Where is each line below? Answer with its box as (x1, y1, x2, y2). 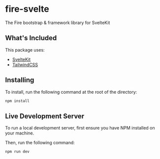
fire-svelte (5, 3, 49, 15)
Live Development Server (5, 112, 85, 120)
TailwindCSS (12, 61, 38, 67)
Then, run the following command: (5, 140, 75, 146)
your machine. (5, 130, 34, 136)
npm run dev (5, 149, 30, 154)
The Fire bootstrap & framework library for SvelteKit (5, 20, 110, 26)
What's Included (5, 34, 57, 42)
